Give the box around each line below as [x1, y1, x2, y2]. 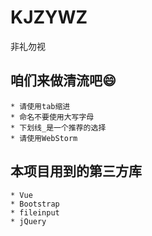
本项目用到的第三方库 [10, 163, 142, 180]
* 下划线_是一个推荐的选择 [10, 122, 107, 133]
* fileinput [10, 207, 60, 218]
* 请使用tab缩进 [10, 101, 71, 111]
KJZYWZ [10, 6, 88, 29]
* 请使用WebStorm [10, 133, 78, 143]
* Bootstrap [10, 199, 60, 209]
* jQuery [10, 216, 47, 226]
